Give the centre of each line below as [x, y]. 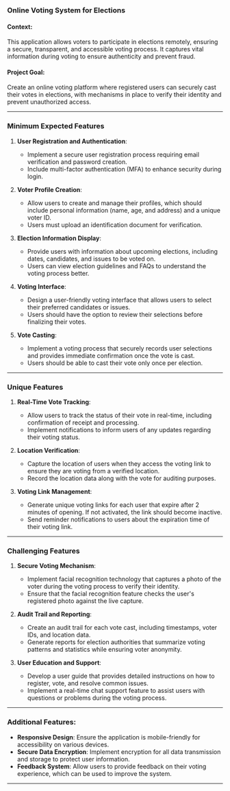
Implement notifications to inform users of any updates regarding [119, 429]
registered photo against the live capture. [85, 601]
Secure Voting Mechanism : [56, 566]
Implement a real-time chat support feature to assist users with [116, 691]
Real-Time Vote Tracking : [54, 402]
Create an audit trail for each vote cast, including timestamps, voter [122, 628]
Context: [20, 27]
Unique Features [35, 387]
